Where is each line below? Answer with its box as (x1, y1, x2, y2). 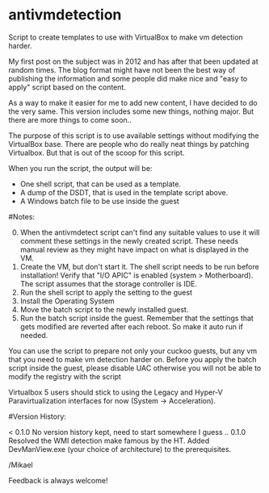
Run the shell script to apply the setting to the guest (19, 287, 192, 297)
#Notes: (8, 211, 35, 221)
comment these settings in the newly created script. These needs (19, 236, 239, 245)
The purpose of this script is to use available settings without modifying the (8, 131, 259, 140)
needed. (19, 330, 48, 340)
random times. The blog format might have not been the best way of (8, 65, 236, 74)
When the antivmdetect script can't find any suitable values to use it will (19, 228, 260, 237)
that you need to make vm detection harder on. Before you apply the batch (8, 354, 257, 364)
